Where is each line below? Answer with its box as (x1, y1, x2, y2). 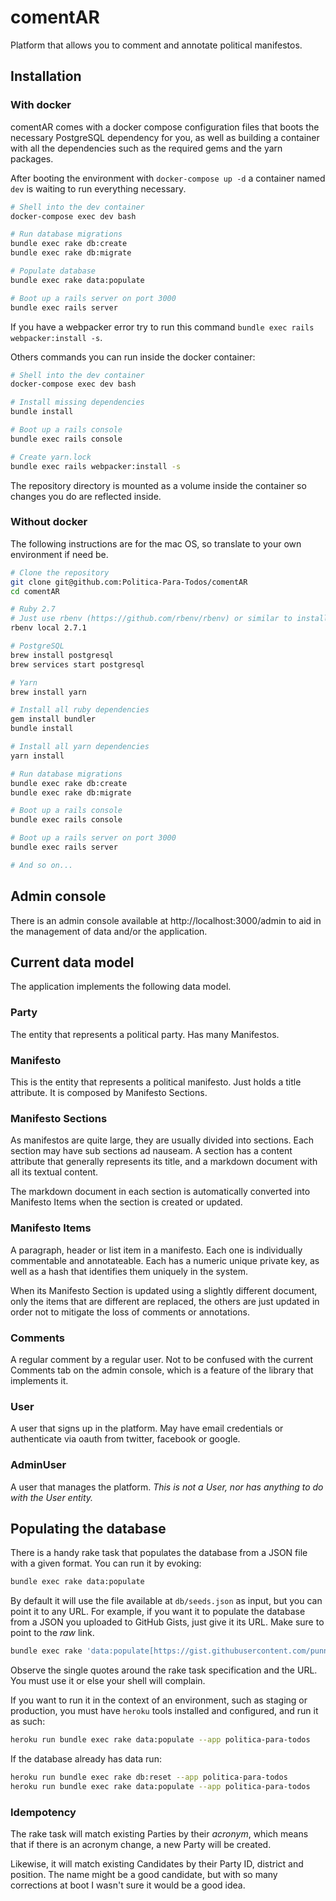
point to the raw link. (10, 1627, 95, 1639)
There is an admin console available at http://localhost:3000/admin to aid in (10, 914, 322, 926)
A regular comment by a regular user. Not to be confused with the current (10, 1353, 314, 1365)
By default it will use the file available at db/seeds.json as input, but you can (10, 1595, 323, 1607)
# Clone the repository (10, 567, 110, 578)
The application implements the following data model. (10, 981, 232, 993)
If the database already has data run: (10, 1752, 162, 1765)
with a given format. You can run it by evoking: (10, 1557, 202, 1570)
